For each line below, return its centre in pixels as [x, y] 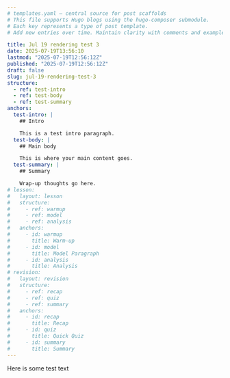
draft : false [26, 70]
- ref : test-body [38, 96]
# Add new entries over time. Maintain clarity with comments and [104, 32]
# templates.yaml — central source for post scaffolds [87, 13]
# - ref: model [35, 215]
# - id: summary [37, 342]
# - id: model [33, 247]
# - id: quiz [32, 330]
